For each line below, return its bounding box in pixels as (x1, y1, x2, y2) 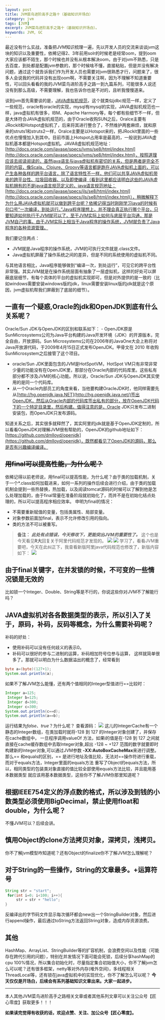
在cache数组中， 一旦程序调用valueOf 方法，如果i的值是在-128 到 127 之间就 (5, 735, 160, 741)
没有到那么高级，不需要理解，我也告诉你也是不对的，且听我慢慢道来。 (5, 87, 147, 93)
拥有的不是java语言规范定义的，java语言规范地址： (13, 183, 116, 188)
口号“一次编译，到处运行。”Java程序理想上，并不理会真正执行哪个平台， (9, 206, 154, 212)
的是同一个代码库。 (16, 379, 55, 385)
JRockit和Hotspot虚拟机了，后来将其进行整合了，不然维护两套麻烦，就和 (5, 122, 153, 128)
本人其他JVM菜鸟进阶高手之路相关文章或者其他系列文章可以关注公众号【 (5, 993, 152, 999)
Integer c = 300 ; (7, 704, 38, 709)
